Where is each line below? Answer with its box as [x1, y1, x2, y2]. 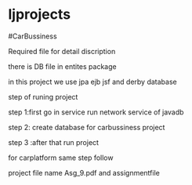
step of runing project [8, 92, 78, 101]
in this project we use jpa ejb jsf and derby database [8, 77, 178, 86]
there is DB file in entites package [8, 61, 117, 71]
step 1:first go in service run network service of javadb [8, 107, 184, 117]
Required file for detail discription [8, 46, 116, 56]
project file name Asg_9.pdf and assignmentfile [8, 168, 161, 177]
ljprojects [8, 5, 71, 24]
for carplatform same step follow [8, 153, 114, 162]
